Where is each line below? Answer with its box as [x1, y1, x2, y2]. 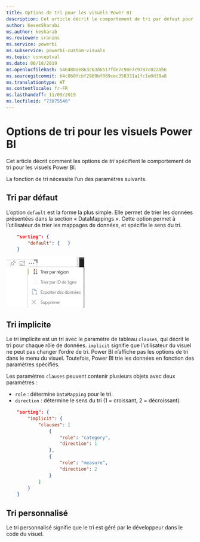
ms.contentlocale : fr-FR [6, 86, 68, 92]
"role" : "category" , [59, 435, 111, 441]
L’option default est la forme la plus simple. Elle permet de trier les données [6, 209, 193, 216]
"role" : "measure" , [59, 460, 109, 466]
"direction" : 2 [59, 466, 97, 472]
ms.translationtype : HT [6, 79, 66, 85]
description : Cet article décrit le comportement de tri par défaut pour [6, 16, 194, 22]
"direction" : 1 [59, 441, 97, 447]
